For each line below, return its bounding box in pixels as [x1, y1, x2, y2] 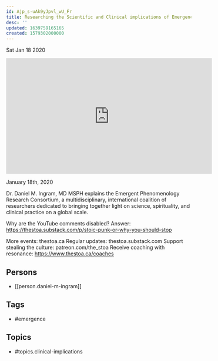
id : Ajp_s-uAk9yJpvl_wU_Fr [6, 8, 72, 15]
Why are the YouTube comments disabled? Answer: [6, 220, 131, 227]
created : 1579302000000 [6, 31, 65, 36]
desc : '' [6, 19, 28, 25]
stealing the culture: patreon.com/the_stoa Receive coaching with [6, 244, 165, 251]
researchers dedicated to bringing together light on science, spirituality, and [6, 203, 190, 210]
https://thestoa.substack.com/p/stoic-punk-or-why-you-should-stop [6, 227, 172, 234]
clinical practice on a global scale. [6, 209, 89, 216]
